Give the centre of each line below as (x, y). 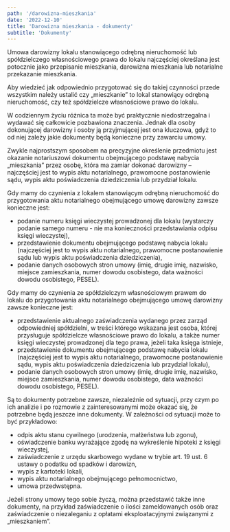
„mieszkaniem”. (29, 521)
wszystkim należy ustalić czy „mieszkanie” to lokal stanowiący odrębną (108, 95)
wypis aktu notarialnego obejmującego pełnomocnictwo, (97, 479)
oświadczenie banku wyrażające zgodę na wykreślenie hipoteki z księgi (119, 442)
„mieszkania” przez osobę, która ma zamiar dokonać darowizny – (100, 165)
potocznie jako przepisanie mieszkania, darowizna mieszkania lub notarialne (115, 67)
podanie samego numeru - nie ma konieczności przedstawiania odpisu (117, 228)
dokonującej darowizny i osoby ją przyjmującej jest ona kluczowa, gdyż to (112, 130)
